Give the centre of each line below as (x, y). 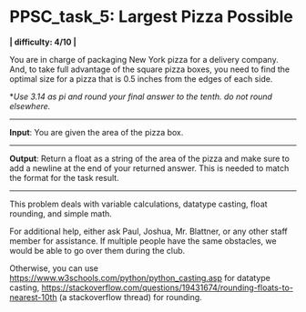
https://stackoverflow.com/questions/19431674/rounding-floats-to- (168, 287)
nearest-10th (33, 297)
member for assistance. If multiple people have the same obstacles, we (143, 241)
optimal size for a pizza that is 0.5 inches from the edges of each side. (141, 78)
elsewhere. (30, 106)
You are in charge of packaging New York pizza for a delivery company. (144, 59)
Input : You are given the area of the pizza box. (97, 132)
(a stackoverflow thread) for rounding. (130, 297)
